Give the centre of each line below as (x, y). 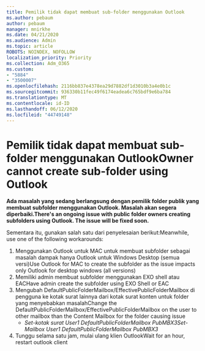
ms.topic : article (30, 47)
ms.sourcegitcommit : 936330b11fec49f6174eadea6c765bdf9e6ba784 (89, 92)
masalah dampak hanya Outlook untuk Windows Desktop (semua (97, 258)
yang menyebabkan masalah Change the (66, 303)
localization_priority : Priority (49, 58)
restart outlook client (41, 342)
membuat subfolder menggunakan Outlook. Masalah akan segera (91, 208)
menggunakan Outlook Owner (117, 158)
